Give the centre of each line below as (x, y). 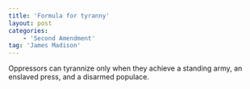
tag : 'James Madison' (45, 46)
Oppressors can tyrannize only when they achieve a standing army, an (125, 68)
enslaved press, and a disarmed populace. (79, 77)
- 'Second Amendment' (59, 38)
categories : (28, 30)
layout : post (30, 23)
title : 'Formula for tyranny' (59, 16)
